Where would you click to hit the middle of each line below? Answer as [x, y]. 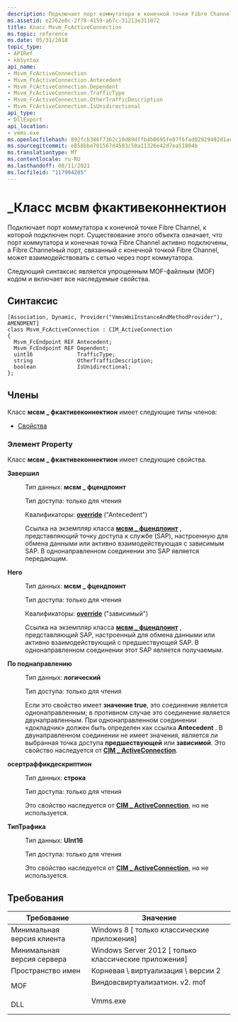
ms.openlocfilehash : [38, 139]
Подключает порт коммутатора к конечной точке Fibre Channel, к [107, 227]
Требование [47, 918]
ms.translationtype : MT [42, 153]
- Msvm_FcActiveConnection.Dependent [63, 87]
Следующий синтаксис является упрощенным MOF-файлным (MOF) [111, 271]
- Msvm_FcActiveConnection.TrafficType [66, 93]
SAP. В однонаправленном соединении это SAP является [112, 551]
